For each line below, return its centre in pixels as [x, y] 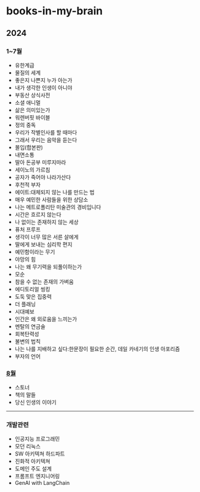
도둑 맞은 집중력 [33, 296]
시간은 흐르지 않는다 [38, 214]
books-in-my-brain [54, 11]
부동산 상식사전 [32, 95]
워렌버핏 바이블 [32, 117]
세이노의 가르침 [32, 170]
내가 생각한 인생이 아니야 [43, 87]
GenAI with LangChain [42, 483]
